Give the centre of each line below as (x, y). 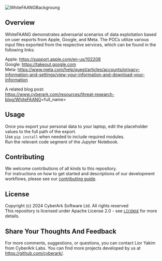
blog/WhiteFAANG (23, 99)
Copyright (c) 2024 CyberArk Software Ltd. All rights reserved (67, 206)
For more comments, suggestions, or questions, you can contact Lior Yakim (80, 243)
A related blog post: (25, 89)
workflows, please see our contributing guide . (51, 179)
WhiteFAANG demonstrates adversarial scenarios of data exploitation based (81, 34)
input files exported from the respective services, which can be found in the (81, 45)
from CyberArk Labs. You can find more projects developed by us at (73, 248)
